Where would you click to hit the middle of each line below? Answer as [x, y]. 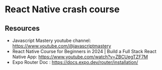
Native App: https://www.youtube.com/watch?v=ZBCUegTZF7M [80, 57]
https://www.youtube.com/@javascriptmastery [62, 46]
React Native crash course [62, 9]
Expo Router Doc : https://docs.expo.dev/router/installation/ [75, 62]
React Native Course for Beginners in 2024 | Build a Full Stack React [84, 51]
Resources [22, 28]
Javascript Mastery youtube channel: [52, 40]
